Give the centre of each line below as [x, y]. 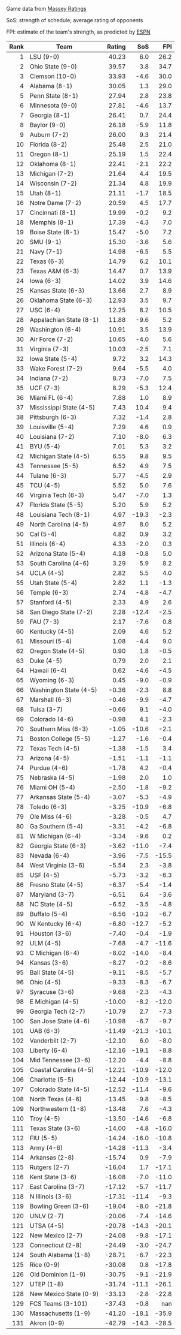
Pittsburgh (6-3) [53, 417]
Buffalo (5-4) [49, 914]
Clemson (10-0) [53, 76]
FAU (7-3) [45, 622]
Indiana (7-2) [49, 378]
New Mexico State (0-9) [64, 1294]
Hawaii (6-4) [48, 670]
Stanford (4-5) [51, 602]
